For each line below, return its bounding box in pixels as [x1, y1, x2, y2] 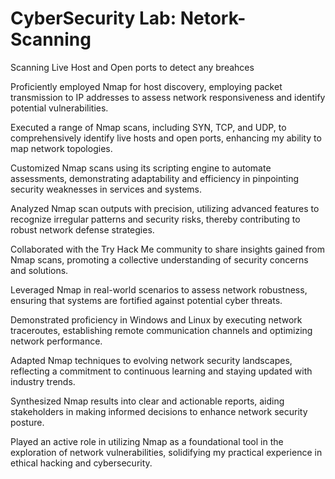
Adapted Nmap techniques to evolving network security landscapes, [10, 354, 293, 366]
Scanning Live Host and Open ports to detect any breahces [10, 61, 255, 73]
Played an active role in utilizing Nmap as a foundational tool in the [10, 435, 284, 447]
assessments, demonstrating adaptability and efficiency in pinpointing [10, 172, 300, 184]
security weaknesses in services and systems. [10, 183, 203, 195]
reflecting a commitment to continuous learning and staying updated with [10, 365, 313, 377]
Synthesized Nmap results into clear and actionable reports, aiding [10, 395, 285, 407]
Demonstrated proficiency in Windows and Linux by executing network [10, 313, 303, 326]
